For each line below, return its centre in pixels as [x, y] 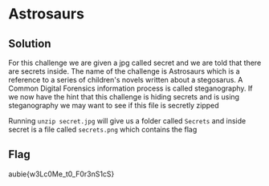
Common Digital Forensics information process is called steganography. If [130, 88]
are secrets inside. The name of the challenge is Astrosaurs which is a [124, 71]
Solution [30, 44]
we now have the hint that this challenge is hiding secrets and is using [124, 97]
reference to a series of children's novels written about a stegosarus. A [126, 80]
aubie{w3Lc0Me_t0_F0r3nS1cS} [61, 174]
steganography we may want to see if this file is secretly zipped [114, 105]
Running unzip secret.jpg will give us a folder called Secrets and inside [127, 121]
